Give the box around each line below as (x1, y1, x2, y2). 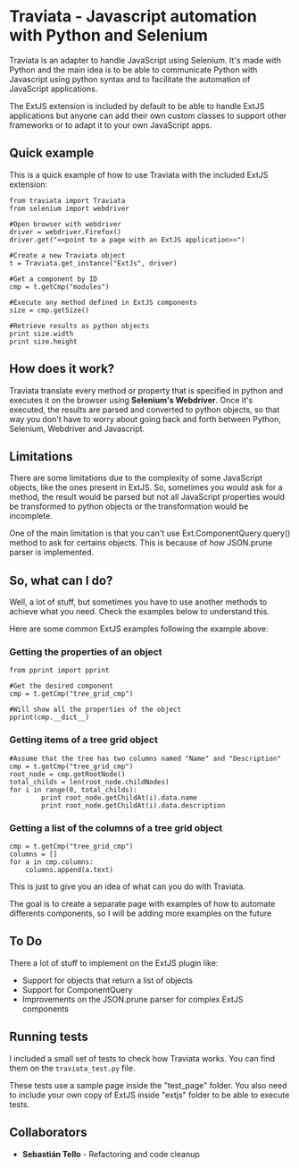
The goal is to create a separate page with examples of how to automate (9, 899, 276, 910)
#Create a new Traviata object (9, 250, 126, 260)
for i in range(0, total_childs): (9, 785, 138, 794)
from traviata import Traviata (9, 196, 126, 205)
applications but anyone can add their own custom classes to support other (9, 110, 287, 121)
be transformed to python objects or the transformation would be (9, 501, 249, 512)
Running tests (9, 1029, 89, 1045)
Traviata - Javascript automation (9, 6, 257, 27)
